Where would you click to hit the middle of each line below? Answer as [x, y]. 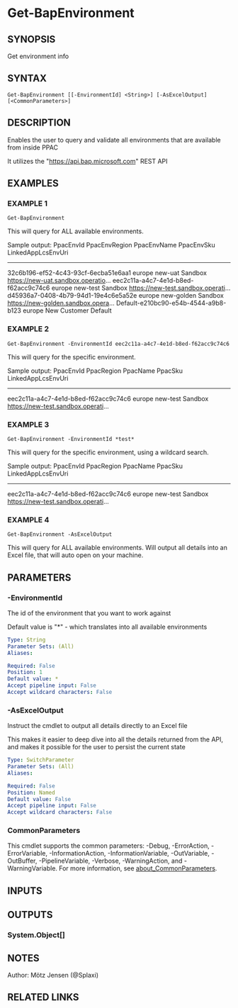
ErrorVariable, [28, 853]
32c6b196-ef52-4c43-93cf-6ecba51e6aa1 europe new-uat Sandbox [107, 273]
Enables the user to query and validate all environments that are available [114, 140]
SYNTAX [27, 78]
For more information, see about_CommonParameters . [138, 868]
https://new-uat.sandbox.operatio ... [59, 281]
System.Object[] [36, 935]
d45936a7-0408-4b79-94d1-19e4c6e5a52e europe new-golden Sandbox [116, 296]
